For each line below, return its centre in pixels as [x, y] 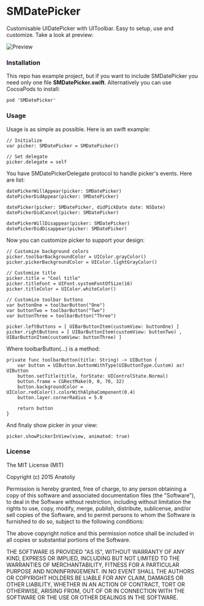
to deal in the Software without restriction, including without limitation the [99, 502]
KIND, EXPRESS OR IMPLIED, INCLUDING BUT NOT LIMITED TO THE [93, 558]
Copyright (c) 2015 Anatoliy [41, 476]
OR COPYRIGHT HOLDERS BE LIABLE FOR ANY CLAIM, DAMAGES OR [95, 578]
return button [35, 408]
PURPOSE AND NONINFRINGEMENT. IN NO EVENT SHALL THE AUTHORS [100, 571]
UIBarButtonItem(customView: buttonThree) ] [64, 337]
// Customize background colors [47, 251]
